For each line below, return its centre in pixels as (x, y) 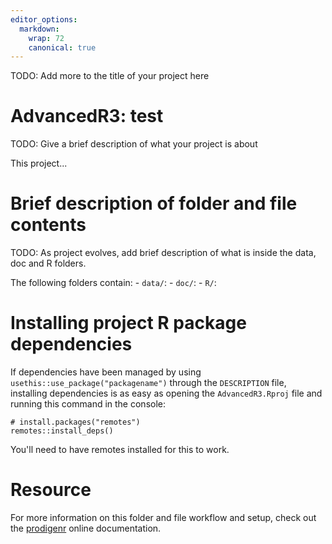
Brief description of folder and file (154, 203)
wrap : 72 (46, 38)
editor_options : (44, 19)
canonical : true (62, 47)
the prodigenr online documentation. (86, 528)
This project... (39, 163)
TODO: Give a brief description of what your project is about (134, 144)
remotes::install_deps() (62, 431)
